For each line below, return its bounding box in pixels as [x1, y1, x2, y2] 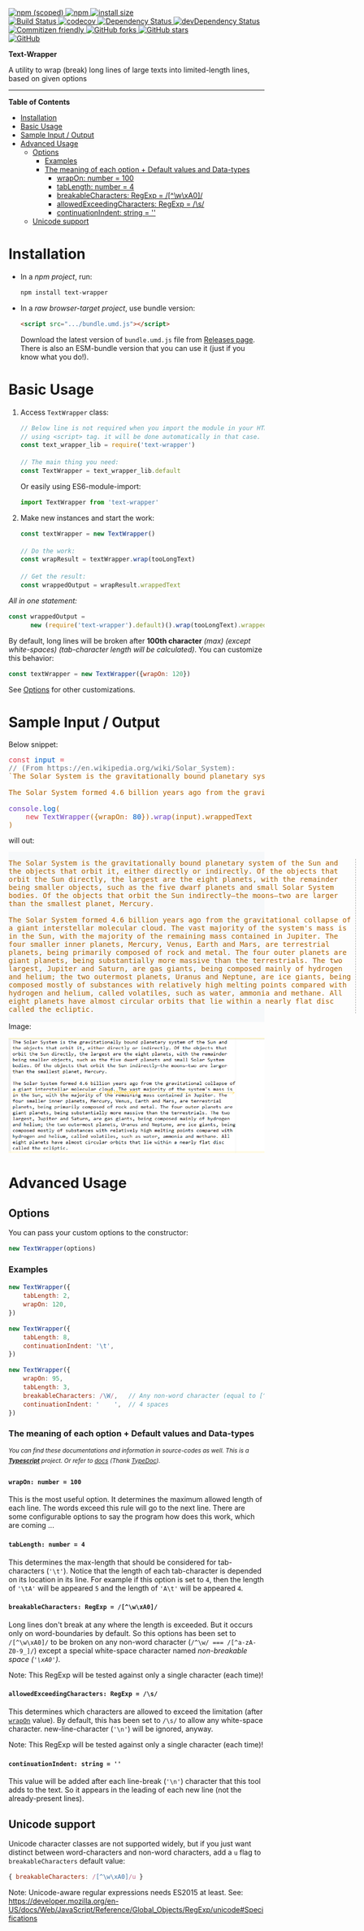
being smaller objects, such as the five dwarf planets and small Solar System [8, 883, 335, 892]
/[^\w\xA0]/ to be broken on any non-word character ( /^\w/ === [8, 1637, 224, 1647]
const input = [8, 756, 65, 765]
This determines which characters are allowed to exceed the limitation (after [8, 1707, 263, 1716]
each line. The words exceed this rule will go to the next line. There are [8, 1504, 245, 1513]
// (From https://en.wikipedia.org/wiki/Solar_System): [8, 764, 236, 773]
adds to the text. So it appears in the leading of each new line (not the [8, 1785, 242, 1795]
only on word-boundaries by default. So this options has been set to [8, 1628, 236, 1638]
